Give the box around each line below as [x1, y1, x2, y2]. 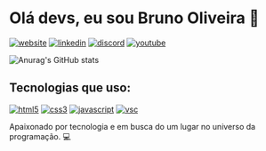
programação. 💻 [9, 131, 71, 141]
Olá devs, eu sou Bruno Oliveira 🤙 [9, 8, 260, 28]
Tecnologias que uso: [9, 80, 132, 96]
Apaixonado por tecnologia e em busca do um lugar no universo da [9, 121, 256, 131]
